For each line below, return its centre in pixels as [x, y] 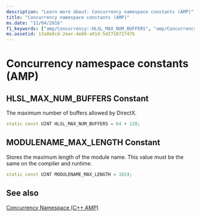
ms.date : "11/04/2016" [34, 23]
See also [22, 193]
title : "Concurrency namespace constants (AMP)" [68, 17]
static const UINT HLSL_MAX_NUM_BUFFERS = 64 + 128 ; [73, 124]
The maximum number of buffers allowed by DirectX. [71, 113]
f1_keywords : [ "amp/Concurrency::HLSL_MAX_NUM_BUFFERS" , [79, 28]
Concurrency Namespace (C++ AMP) [52, 207]
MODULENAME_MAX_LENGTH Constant [83, 142]
